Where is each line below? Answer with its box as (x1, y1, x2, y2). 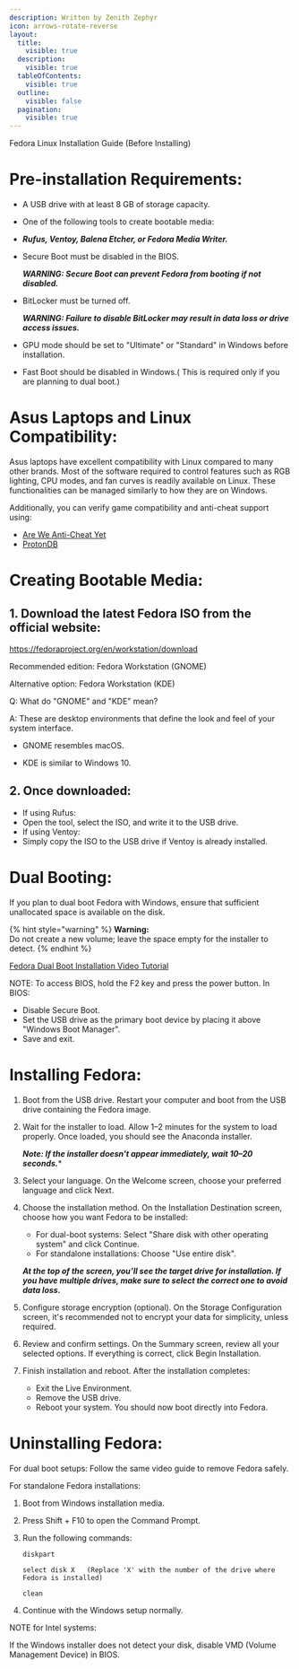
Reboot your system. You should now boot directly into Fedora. (35, 1402, 269, 1412)
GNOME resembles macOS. (21, 740, 124, 750)
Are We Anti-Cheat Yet (21, 529, 107, 539)
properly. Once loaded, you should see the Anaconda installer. (21, 1131, 252, 1141)
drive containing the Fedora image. (21, 1104, 152, 1114)
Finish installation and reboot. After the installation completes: (21, 1365, 251, 1376)
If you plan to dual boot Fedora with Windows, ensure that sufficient (9, 896, 260, 907)
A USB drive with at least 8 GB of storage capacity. (21, 199, 210, 210)
